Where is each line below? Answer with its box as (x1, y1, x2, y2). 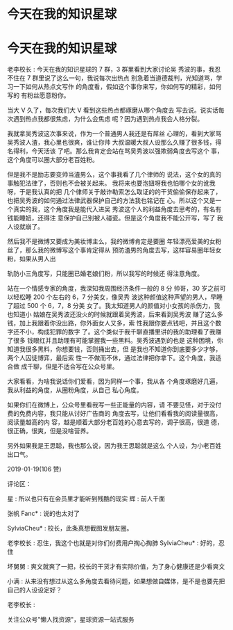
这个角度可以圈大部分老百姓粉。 (7, 156, 98, 164)
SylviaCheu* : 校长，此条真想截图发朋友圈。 (7, 524, 133, 533)
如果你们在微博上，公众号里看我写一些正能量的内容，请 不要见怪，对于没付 (7, 401, 222, 409)
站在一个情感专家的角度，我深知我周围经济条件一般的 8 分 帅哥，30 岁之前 (7, 284, 220, 293)
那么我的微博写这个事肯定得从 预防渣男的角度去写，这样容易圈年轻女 (25, 246, 222, 255)
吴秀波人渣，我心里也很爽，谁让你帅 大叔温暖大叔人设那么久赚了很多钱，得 (7, 138, 222, 147)
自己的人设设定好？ (7, 585, 62, 595)
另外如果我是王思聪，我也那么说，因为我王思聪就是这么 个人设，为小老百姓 (7, 442, 222, 450)
